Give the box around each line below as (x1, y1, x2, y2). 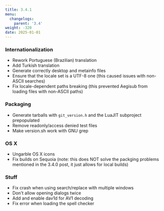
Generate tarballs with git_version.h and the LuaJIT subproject (12, 112, 142, 118)
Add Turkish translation (12, 62, 60, 69)
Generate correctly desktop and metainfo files (12, 68, 106, 74)
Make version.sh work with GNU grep (12, 128, 89, 133)
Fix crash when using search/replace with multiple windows (12, 185, 134, 191)
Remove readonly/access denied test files (12, 122, 98, 128)
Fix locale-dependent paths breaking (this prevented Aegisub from (12, 83, 148, 89)
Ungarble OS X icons (12, 151, 55, 157)
